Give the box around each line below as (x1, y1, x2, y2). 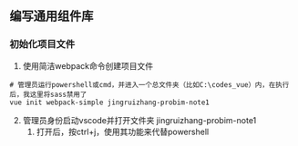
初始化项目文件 (9, 38, 76, 51)
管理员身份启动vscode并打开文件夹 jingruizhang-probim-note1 (22, 114, 257, 125)
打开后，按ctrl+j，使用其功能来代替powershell (36, 126, 210, 137)
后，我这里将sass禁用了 (9, 90, 87, 99)
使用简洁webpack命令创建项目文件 (22, 60, 153, 71)
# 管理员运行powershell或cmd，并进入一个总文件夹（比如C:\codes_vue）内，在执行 (9, 80, 290, 89)
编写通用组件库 (9, 8, 94, 24)
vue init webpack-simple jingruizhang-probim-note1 (9, 98, 210, 107)
